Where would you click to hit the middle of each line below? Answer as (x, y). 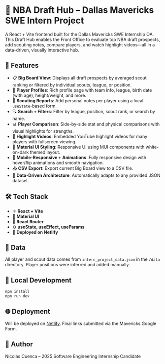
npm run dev (17, 296)
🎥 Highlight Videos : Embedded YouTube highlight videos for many (80, 136)
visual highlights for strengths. (43, 131)
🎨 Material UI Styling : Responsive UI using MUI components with (78, 147)
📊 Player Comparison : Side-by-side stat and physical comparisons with (86, 124)
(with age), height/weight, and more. (49, 95)
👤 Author (19, 344)
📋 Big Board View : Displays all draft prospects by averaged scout (79, 78)
